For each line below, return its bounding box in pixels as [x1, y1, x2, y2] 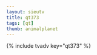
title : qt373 [6, 15, 39, 21]
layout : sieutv [6, 8, 45, 15]
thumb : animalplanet [6, 25, 59, 32]
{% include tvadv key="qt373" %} [6, 42, 92, 50]
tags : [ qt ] [6, 20, 34, 26]
